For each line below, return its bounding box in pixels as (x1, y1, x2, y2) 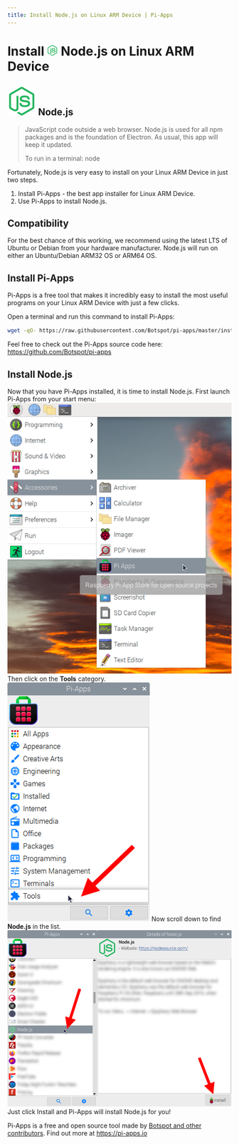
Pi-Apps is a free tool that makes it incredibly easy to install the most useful (7, 291, 228, 299)
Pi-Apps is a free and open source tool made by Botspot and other (7, 1121, 202, 1130)
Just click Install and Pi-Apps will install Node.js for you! (7, 1107, 171, 1115)
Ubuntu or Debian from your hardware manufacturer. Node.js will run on (7, 244, 218, 252)
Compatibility (7, 217, 69, 230)
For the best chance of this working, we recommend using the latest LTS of (7, 236, 228, 245)
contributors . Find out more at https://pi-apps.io (7, 1128, 148, 1137)
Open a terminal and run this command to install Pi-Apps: (7, 312, 175, 321)
